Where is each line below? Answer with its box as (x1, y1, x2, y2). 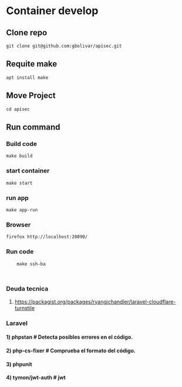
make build (6, 153, 33, 159)
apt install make (6, 75, 49, 81)
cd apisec (6, 106, 31, 112)
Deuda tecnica (6, 285, 49, 293)
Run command (6, 122, 60, 132)
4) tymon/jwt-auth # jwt (6, 374, 66, 381)
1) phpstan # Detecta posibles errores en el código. (6, 333, 133, 341)
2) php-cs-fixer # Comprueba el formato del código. (6, 347, 136, 354)
